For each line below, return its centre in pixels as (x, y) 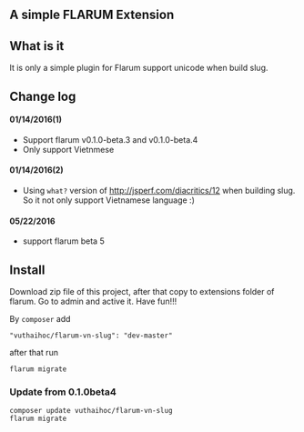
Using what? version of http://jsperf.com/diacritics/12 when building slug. (159, 191)
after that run (34, 353)
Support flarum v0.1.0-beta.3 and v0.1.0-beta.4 (110, 139)
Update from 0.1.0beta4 (63, 392)
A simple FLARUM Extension (92, 15)
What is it (37, 46)
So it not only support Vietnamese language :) (109, 200)
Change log (43, 96)
